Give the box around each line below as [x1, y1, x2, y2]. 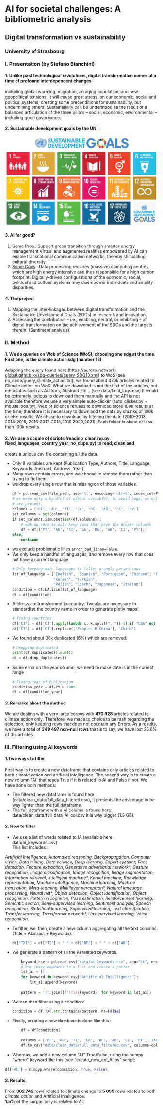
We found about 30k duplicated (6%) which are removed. [12, 635, 128, 641]
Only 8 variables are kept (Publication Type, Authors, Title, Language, [12, 460, 151, 466]
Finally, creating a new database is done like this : [12, 1018, 112, 1023]
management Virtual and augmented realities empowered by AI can [12, 248, 147, 254]
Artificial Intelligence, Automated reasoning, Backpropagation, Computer [5, 854, 151, 860]
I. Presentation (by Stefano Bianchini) [5, 61, 95, 68]
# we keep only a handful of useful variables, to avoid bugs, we [12, 496, 149, 501]
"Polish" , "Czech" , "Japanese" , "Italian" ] [53, 582, 143, 587]
